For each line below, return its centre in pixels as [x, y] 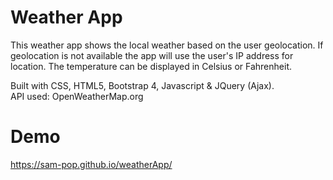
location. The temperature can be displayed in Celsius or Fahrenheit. [151, 66]
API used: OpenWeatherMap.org [77, 96]
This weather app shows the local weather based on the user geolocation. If [167, 45]
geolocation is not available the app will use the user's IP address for [152, 55]
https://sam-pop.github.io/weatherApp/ [91, 164]
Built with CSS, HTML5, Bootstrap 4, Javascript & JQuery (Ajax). [142, 85]
